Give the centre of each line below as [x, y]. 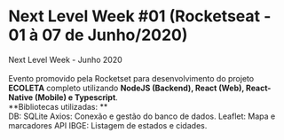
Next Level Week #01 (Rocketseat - [140, 16]
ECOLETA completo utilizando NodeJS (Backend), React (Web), [126, 88]
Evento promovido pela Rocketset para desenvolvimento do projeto [131, 78]
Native [21, 97]
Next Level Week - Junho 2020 [66, 59]
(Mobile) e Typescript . [76, 97]
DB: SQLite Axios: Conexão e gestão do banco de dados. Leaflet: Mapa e [142, 116]
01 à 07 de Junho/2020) [98, 35]
